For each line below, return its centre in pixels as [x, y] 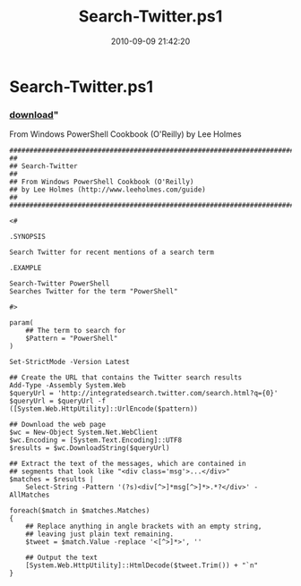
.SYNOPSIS [28, 237]
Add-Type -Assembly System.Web [68, 386]
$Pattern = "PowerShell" [72, 339]
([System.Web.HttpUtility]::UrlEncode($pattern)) [104, 409]
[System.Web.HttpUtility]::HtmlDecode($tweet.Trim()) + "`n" [142, 565]
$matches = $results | [52, 480]
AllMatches [30, 495]
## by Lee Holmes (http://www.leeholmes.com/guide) [107, 190]
